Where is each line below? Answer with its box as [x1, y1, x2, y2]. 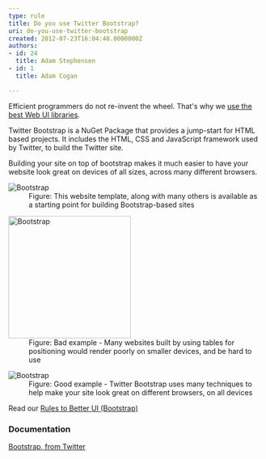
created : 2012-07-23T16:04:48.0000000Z [8, 34, 143, 43]
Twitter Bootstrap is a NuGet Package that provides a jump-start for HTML [8, 125, 256, 135]
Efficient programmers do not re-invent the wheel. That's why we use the [8, 101, 252, 111]
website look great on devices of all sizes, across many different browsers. [8, 166, 258, 176]
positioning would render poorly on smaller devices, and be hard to [28, 346, 252, 356]
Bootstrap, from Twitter [8, 441, 87, 451]
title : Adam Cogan [15, 72, 78, 80]
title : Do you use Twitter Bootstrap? [8, 19, 139, 27]
